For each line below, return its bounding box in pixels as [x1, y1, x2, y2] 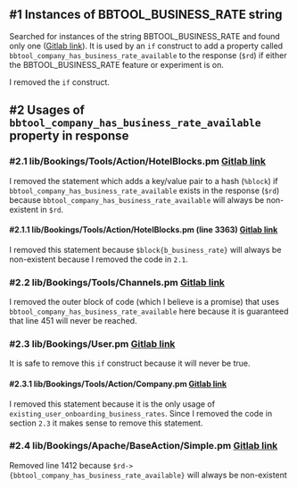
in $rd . [39, 204, 64, 215]
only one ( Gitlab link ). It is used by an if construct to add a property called [9, 40, 284, 51]
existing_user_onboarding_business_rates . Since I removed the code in [9, 408, 273, 418]
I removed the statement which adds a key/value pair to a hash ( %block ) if [9, 175, 278, 186]
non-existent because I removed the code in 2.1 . [9, 254, 189, 265]
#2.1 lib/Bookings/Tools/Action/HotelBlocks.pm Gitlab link [9, 156, 266, 168]
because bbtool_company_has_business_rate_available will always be [9, 194, 265, 205]
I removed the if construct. [9, 76, 110, 88]
